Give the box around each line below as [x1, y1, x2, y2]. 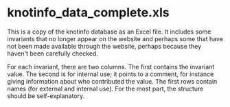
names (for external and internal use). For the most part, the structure [7, 84, 204, 93]
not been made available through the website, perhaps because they [7, 42, 202, 50]
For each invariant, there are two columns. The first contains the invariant [7, 62, 215, 71]
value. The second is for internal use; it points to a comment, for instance [7, 70, 214, 78]
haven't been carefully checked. [7, 49, 98, 58]
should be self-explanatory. [7, 91, 85, 100]
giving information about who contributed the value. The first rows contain [7, 77, 218, 85]
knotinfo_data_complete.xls [7, 5, 170, 21]
